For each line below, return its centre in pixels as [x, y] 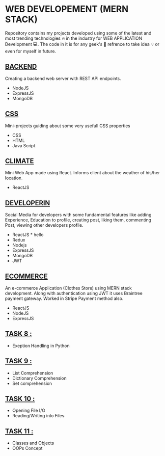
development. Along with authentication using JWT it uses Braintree [74, 293]
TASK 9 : [18, 361]
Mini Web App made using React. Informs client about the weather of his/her [82, 173]
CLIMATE [20, 161]
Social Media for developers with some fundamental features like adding [78, 215]
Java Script [24, 145]
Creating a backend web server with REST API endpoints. [63, 78]
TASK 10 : [20, 399]
